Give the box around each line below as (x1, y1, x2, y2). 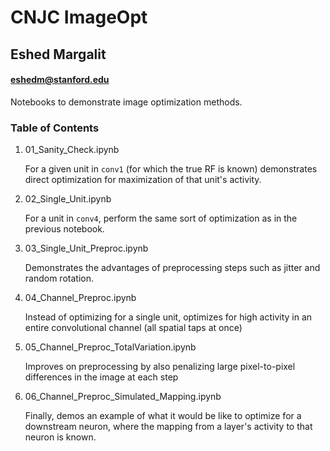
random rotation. (24, 272, 94, 285)
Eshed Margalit (10, 46, 107, 63)
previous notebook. (24, 223, 105, 235)
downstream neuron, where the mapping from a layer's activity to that (24, 421, 313, 433)
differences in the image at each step (24, 371, 179, 383)
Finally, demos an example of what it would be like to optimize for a (24, 410, 302, 422)
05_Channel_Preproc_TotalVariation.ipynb (24, 341, 197, 353)
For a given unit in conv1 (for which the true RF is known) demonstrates (24, 163, 318, 175)
